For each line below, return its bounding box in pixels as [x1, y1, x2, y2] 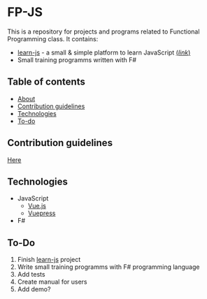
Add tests [17, 270, 45, 279]
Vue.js [27, 202, 47, 210]
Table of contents [7, 76, 85, 88]
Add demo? [17, 285, 51, 293]
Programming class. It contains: [7, 34, 99, 43]
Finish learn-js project [17, 256, 81, 264]
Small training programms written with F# [17, 55, 137, 64]
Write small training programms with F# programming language [17, 263, 200, 271]
